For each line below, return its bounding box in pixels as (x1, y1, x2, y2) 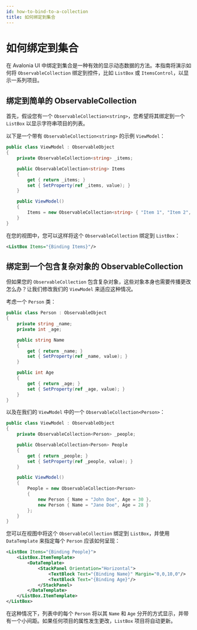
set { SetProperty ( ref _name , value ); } (27, 354, 128, 360)
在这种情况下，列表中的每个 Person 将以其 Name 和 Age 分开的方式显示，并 (6, 610, 184, 617)
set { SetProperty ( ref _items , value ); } (27, 182, 131, 188)
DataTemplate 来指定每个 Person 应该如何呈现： (6, 537, 120, 544)
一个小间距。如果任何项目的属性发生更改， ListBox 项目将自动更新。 (11, 618, 176, 625)
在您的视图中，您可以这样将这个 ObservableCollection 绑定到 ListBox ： (6, 231, 180, 239)
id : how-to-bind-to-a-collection (6, 8, 88, 15)
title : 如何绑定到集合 (6, 14, 56, 20)
